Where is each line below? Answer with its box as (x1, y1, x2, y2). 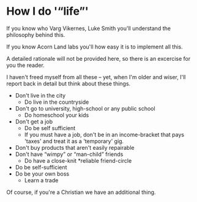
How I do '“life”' (6, 4, 89, 18)
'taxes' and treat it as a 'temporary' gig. (24, 137, 124, 145)
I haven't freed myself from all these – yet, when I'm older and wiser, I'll (6, 73, 186, 80)
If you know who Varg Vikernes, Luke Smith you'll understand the (6, 25, 171, 32)
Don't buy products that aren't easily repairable (15, 144, 135, 151)
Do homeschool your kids (24, 111, 89, 118)
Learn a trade (24, 176, 59, 184)
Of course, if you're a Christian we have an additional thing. (6, 188, 156, 196)
